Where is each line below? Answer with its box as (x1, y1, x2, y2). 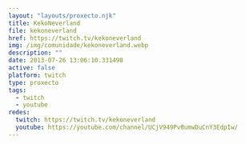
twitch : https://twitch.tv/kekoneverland (15, 116, 156, 124)
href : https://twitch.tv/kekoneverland (8, 34, 142, 42)
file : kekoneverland (8, 26, 78, 34)
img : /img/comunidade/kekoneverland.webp (8, 42, 149, 50)
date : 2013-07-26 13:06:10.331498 (8, 57, 124, 65)
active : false (8, 64, 56, 72)
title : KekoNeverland (8, 19, 81, 27)
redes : (8, 109, 30, 117)
